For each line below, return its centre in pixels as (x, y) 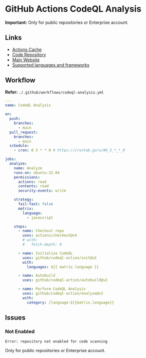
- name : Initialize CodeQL (45, 253)
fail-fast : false (36, 204)
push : (15, 119)
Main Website (26, 60)
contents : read (33, 186)
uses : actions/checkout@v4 (50, 235)
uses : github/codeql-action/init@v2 (60, 258)
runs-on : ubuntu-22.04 (37, 173)
